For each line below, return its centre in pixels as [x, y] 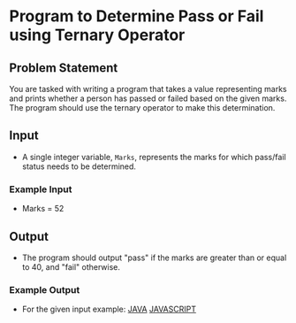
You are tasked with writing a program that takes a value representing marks [148, 89]
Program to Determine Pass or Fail [137, 16]
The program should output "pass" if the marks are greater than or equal [154, 258]
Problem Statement [64, 68]
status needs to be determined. [79, 166]
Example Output [45, 289]
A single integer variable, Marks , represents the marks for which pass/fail [154, 157]
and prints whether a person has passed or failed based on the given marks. [148, 98]
